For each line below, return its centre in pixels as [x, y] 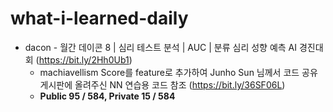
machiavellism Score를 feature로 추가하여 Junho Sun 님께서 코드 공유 [178, 72]
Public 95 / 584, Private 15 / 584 [107, 96]
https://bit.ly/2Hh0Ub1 [84, 59]
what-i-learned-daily [99, 18]
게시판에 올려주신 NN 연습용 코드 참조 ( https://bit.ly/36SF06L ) [162, 84]
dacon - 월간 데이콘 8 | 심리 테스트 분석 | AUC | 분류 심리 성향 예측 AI [161, 47]
